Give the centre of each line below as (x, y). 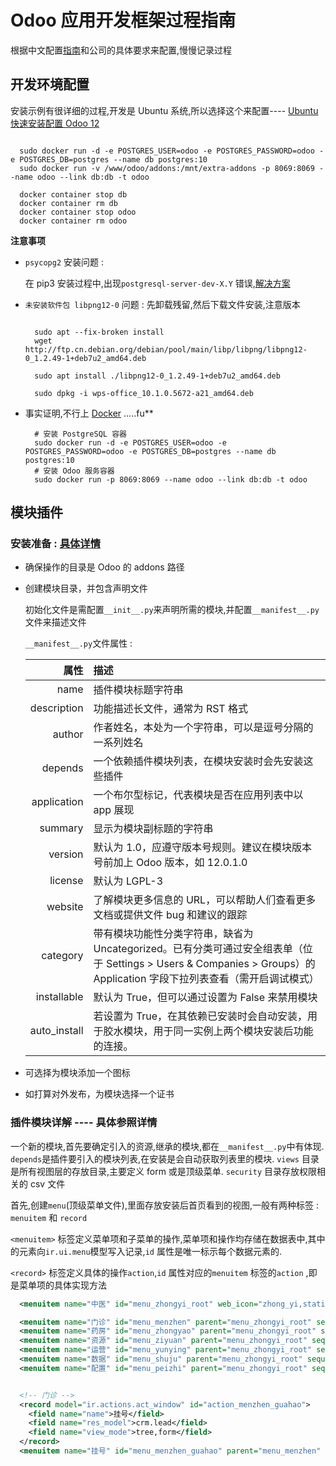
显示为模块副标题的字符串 (153, 829)
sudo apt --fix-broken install (99, 332)
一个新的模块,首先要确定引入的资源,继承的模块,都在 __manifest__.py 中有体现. (167, 1146)
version (66, 854)
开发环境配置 (50, 84)
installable (59, 997)
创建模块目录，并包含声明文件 (86, 588)
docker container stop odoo (78, 212)
